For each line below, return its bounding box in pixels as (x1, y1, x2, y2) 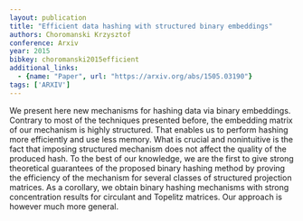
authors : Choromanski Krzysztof (9, 30, 131, 39)
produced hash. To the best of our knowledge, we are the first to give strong (9, 152, 294, 163)
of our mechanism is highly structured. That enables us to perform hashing (9, 124, 289, 135)
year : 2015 (9, 47, 51, 56)
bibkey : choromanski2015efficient (9, 55, 140, 64)
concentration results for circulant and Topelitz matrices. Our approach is (9, 191, 283, 202)
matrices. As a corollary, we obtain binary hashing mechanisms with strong (9, 181, 289, 192)
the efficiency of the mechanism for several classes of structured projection (9, 172, 292, 183)
